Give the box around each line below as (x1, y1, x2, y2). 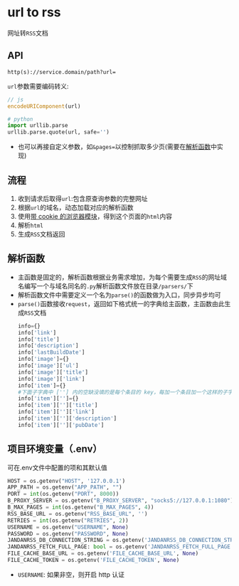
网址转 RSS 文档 (7, 28, 48, 37)
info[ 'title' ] (17, 335, 60, 343)
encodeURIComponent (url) (7, 102, 81, 110)
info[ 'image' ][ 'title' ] (17, 369, 89, 376)
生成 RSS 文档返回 (17, 229, 65, 238)
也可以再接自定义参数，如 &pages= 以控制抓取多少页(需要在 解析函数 (17, 143, 211, 151)
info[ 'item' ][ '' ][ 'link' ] (17, 408, 95, 416)
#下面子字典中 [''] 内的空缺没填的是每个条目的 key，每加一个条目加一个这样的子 (17, 389, 228, 396)
